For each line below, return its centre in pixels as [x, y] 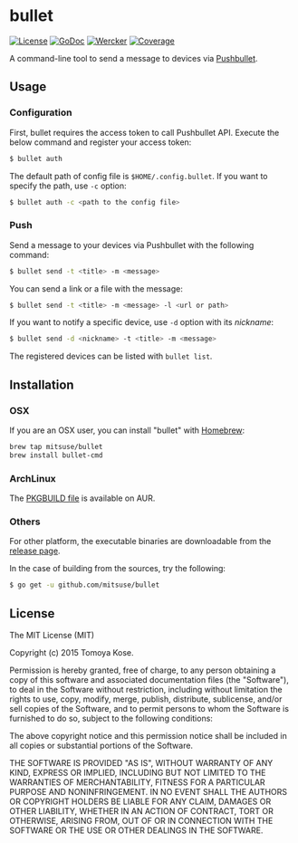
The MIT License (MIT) [52, 636]
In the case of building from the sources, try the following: [118, 569]
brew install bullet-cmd [56, 455]
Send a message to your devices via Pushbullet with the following [132, 244]
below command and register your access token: [101, 142]
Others [25, 522]
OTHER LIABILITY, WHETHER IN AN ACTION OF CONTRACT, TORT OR [141, 811]
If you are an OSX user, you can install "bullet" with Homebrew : [127, 430]
